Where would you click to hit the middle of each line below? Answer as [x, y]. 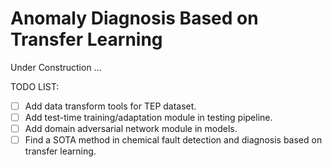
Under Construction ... [56, 67]
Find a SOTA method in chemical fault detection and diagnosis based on [173, 140]
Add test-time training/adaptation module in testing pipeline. [148, 117]
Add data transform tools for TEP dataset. [110, 106]
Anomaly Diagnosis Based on [134, 18]
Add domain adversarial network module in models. [131, 129]
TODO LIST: [35, 86]
